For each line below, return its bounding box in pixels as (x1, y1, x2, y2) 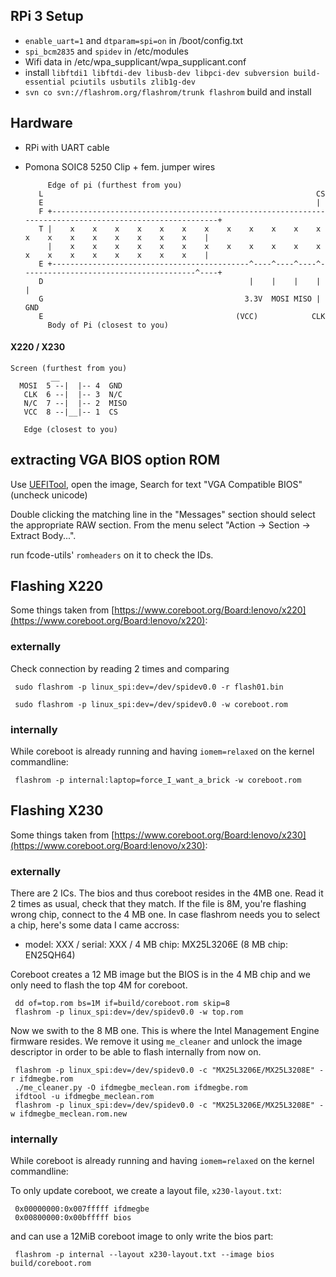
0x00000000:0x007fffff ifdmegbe (14, 1204, 150, 1214)
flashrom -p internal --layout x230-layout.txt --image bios (14, 1250, 275, 1260)
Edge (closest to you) (23, 424, 118, 434)
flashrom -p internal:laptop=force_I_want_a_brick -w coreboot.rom (14, 775, 302, 786)
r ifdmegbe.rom (10, 1074, 74, 1084)
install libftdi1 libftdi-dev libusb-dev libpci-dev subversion (24, 66, 290, 78)
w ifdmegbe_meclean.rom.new (10, 1109, 128, 1119)
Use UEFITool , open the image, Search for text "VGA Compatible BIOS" (10, 478, 303, 490)
